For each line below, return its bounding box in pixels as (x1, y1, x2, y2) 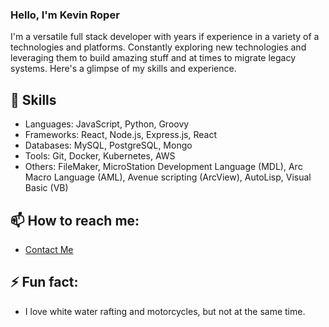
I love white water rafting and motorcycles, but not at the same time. (24, 305, 306, 317)
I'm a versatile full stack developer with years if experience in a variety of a (10, 31, 320, 43)
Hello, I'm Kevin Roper (10, 8, 120, 22)
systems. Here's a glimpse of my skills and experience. (10, 63, 237, 75)
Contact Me (24, 243, 74, 255)
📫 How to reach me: (10, 212, 140, 229)
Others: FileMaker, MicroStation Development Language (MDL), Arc (24, 161, 303, 173)
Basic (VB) (24, 182, 69, 194)
